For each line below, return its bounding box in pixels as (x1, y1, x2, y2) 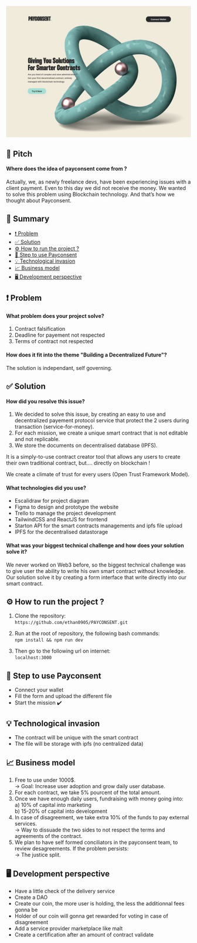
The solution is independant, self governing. (6, 364, 113, 371)
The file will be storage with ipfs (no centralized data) (14, 740, 144, 747)
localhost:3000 (14, 655, 52, 661)
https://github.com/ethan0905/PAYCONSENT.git (14, 620, 128, 626)
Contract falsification (14, 325, 66, 333)
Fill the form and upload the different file (14, 693, 113, 700)
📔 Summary (6, 214, 50, 224)
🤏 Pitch (6, 149, 32, 159)
